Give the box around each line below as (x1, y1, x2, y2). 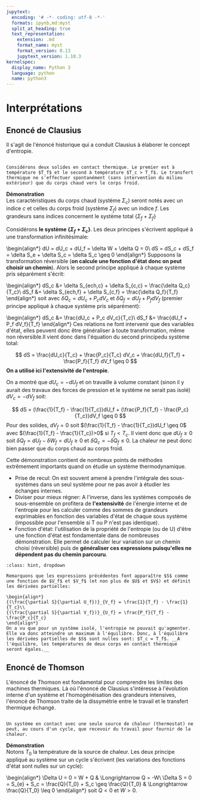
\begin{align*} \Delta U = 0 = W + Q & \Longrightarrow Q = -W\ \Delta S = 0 (6, 774, 192, 781)
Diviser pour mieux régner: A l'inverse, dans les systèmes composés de (14, 494, 192, 501)
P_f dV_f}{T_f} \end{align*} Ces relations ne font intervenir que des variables (6, 321, 194, 328)
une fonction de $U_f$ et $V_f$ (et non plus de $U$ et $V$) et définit (6, 578, 191, 584)
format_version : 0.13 (17, 48, 70, 54)
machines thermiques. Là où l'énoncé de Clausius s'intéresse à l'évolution (6, 684, 189, 692)
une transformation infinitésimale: (6, 233, 89, 240)
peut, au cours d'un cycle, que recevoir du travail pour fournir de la (6, 726, 191, 732)
